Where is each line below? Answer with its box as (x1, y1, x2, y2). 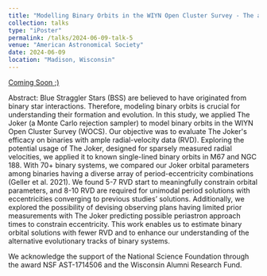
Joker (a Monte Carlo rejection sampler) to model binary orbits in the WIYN (8, 118, 254, 128)
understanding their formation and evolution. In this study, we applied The (8, 109, 250, 119)
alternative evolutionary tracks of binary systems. (8, 236, 171, 246)
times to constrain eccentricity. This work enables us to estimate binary (8, 219, 242, 228)
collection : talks (8, 19, 69, 27)
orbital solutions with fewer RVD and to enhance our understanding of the (8, 228, 250, 237)
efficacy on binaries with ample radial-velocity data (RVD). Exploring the (8, 135, 245, 144)
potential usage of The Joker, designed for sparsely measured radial (8, 144, 233, 153)
